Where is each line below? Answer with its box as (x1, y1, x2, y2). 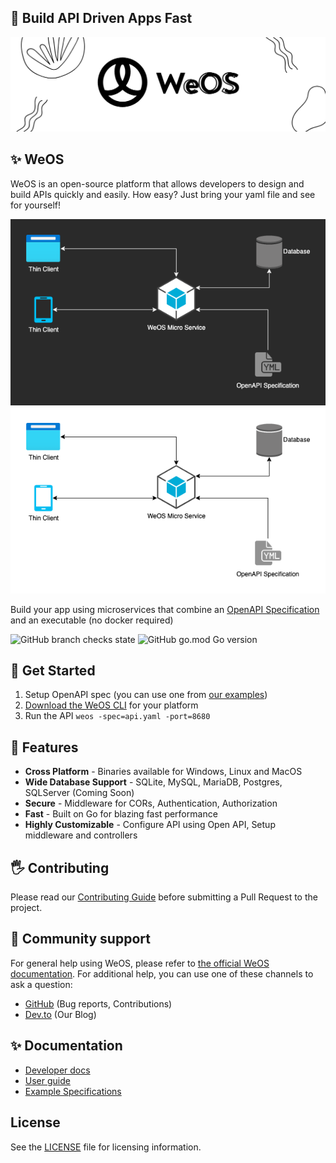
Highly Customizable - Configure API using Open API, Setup (24, 819, 276, 831)
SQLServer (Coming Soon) (24, 787, 135, 799)
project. (10, 902, 43, 914)
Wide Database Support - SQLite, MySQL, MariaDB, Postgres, (24, 776, 283, 788)
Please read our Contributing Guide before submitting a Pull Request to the (10, 891, 318, 903)
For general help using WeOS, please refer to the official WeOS (10, 957, 270, 969)
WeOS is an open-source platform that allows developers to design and (10, 177, 305, 190)
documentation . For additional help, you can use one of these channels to (10, 967, 314, 980)
